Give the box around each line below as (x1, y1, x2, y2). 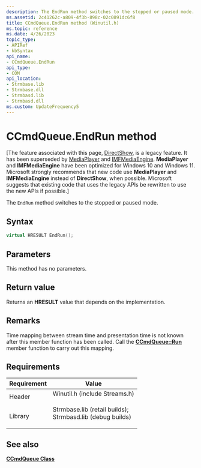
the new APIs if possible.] (6, 187, 70, 195)
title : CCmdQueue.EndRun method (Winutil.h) (6, 20, 119, 26)
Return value (6, 283, 55, 293)
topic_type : (6, 37, 36, 43)
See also (6, 439, 39, 449)
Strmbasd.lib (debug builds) (52, 413, 132, 421)
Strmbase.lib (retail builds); (52, 406, 129, 414)
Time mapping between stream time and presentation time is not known (6, 331, 184, 339)
